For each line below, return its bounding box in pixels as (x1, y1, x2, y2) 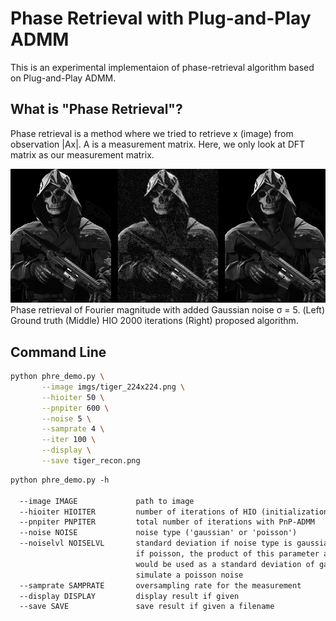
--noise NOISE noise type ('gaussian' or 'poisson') (19, 528, 298, 538)
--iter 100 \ (41, 435, 97, 445)
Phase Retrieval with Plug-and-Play (10, 7, 312, 30)
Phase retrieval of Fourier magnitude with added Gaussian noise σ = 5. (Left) (10, 304, 326, 316)
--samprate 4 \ (41, 424, 105, 434)
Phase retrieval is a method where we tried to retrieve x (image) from (10, 127, 294, 139)
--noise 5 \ (41, 413, 92, 424)
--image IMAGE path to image (19, 496, 195, 506)
